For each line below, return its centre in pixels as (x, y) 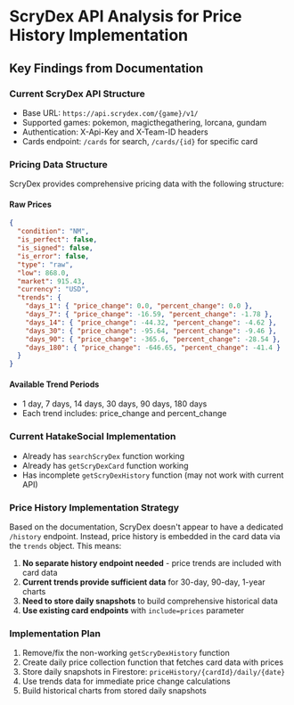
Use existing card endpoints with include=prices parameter (133, 610)
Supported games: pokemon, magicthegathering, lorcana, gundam (144, 122)
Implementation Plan (55, 633)
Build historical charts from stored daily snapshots (114, 691)
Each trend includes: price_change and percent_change (124, 414)
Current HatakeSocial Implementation (93, 437)
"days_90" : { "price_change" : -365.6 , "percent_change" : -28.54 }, (153, 339)
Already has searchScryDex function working (103, 455)
